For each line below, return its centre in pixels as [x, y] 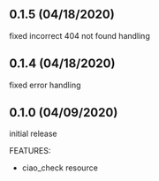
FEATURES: [30, 151]
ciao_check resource [60, 168]
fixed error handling [45, 85]
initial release [33, 134]
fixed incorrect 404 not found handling [79, 35]
